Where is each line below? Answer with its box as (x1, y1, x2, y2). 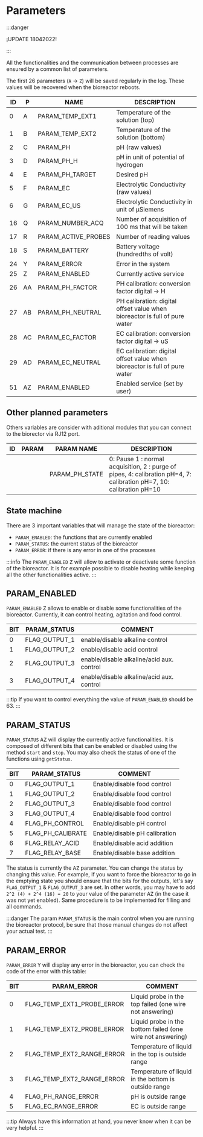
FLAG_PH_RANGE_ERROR (25, 1092, 98, 1101)
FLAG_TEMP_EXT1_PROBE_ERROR (25, 1000, 124, 1008)
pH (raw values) (115, 143, 162, 152)
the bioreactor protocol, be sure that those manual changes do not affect (6, 921, 188, 929)
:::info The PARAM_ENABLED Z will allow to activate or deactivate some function (6, 558, 196, 565)
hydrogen (115, 160, 144, 168)
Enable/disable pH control (92, 819, 167, 828)
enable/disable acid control (80, 645, 158, 654)
